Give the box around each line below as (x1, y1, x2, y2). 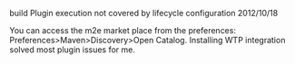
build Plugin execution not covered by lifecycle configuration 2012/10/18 (9, 8, 279, 18)
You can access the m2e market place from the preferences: (9, 25, 236, 35)
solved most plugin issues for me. (9, 44, 136, 55)
